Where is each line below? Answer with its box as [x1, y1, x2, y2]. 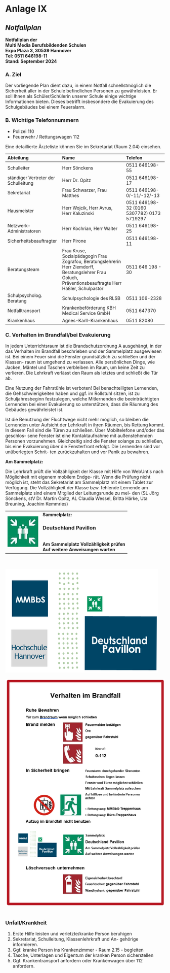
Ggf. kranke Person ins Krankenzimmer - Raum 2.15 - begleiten [12, 947, 144, 953]
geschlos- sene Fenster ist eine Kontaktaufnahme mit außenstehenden [5, 432, 153, 439]
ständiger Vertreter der [7, 175, 55, 181]
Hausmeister [7, 208, 34, 214]
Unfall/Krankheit [5, 919, 47, 926]
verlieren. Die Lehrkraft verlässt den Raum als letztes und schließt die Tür [5, 370, 158, 376]
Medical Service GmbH [62, 310, 110, 316]
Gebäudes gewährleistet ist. [5, 407, 64, 413]
